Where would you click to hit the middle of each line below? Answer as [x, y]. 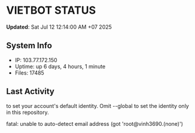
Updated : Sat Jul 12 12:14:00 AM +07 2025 [59, 27]
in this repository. [28, 112]
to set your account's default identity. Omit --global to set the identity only [98, 106]
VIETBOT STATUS [51, 10]
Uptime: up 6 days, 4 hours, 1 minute [60, 66]
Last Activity [31, 92]
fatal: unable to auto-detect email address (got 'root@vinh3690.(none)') [95, 123]
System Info [29, 46]
